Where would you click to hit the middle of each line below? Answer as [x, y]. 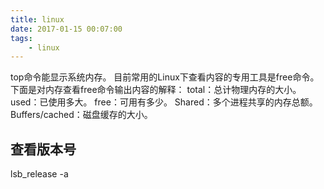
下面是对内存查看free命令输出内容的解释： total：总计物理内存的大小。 [156, 90]
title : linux [37, 19]
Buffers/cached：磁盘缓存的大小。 [81, 115]
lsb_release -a [39, 174]
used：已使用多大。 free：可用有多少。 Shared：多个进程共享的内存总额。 [164, 102]
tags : [21, 38]
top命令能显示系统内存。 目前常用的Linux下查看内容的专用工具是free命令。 [165, 77]
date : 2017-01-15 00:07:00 [66, 29]
